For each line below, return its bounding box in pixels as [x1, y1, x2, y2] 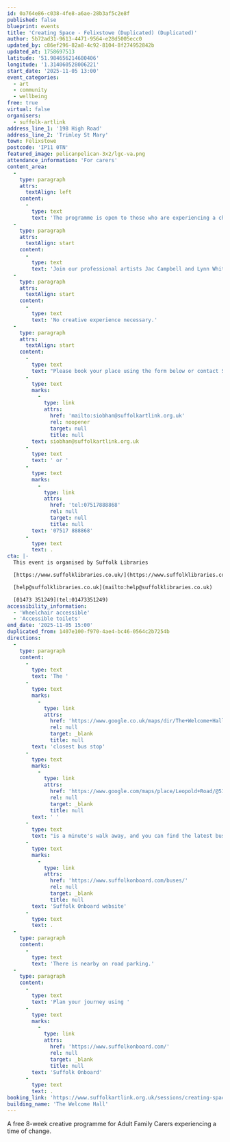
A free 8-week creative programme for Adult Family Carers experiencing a [7, 1119, 217, 1128]
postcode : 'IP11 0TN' [7, 144, 69, 151]
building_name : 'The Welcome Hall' [7, 1100, 109, 1108]
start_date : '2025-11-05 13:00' [7, 67, 99, 74]
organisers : [7, 112, 41, 119]
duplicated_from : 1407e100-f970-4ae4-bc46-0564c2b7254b [7, 628, 170, 635]
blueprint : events [7, 23, 60, 30]
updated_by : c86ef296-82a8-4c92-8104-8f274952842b [7, 42, 155, 49]
